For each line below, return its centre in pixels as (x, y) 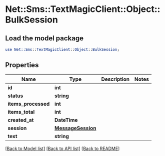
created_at (21, 120)
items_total (21, 112)
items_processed (29, 104)
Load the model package (44, 38)
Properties (22, 65)
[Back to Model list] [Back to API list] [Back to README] (62, 149)
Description (115, 79)
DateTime (66, 120)
